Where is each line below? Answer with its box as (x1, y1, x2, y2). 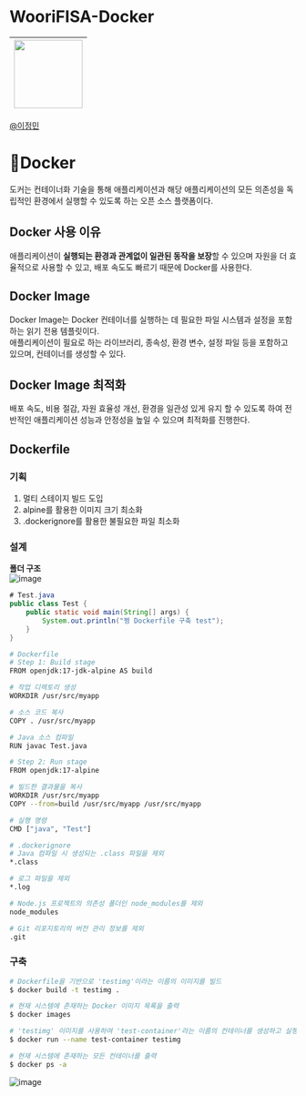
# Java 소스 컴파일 (9, 733, 74, 742)
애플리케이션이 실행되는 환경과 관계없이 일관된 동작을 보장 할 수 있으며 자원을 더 (9, 250, 288, 261)
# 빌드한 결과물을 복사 (9, 783, 83, 792)
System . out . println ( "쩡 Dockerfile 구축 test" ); (42, 616, 225, 625)
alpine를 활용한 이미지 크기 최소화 (22, 504, 143, 515)
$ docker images (9, 1010, 71, 1020)
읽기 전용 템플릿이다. (25, 325, 100, 336)
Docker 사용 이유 (9, 225, 102, 240)
